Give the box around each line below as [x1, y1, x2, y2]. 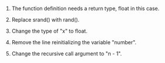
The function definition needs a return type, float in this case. [11, 5, 160, 12]
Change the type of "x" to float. [11, 27, 88, 34]
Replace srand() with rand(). [11, 16, 80, 23]
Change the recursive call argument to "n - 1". [11, 50, 122, 57]
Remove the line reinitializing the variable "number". [11, 39, 136, 45]
